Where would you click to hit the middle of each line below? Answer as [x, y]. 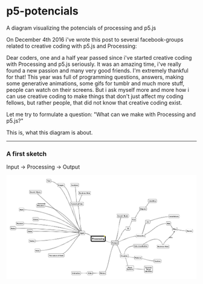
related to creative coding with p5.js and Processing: [72, 46]
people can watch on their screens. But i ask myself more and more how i [98, 89]
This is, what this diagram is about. [50, 132]
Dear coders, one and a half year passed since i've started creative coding [99, 57]
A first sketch [27, 153]
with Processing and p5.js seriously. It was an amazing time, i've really [94, 64]
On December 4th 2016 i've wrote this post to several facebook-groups [95, 39]
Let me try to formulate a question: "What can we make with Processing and [101, 114]
